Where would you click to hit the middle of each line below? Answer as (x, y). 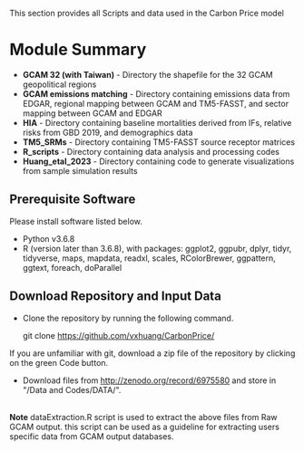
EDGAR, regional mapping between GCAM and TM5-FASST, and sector (155, 103)
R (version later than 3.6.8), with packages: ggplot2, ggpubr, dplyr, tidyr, (157, 248)
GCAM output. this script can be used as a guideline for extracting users (144, 427)
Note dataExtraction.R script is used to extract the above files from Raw (143, 417)
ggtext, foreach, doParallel (72, 267)
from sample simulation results (80, 170)
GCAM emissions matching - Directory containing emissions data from (156, 93)
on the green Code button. (59, 362)
